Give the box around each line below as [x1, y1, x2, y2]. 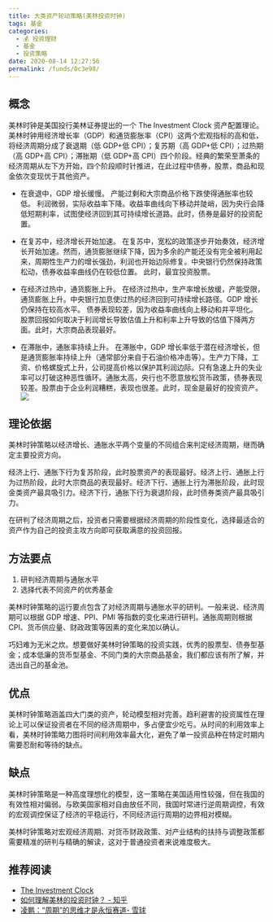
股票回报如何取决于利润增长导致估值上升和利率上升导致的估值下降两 [19, 314, 249, 324]
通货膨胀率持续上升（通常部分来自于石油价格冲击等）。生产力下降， [27, 352, 252, 362]
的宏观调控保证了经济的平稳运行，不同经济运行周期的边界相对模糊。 [8, 809, 236, 819]
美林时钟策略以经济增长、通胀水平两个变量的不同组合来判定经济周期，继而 [8, 440, 258, 450]
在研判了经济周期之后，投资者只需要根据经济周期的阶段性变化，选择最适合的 [8, 515, 265, 525]
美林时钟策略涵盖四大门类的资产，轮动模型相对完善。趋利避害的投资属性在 [8, 710, 258, 719]
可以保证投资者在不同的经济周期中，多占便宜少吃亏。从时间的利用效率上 [22, 719, 265, 729]
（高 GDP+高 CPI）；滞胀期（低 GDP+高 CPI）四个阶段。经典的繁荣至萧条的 [8, 151, 260, 160]
